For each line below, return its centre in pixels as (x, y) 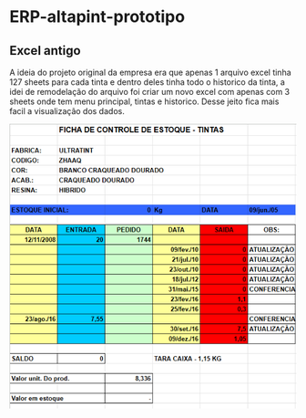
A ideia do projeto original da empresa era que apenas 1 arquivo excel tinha (150, 72)
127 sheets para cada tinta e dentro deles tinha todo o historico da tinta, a (147, 82)
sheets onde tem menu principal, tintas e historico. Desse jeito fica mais (144, 101)
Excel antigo (45, 51)
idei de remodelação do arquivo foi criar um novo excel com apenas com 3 (149, 92)
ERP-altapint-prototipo (97, 17)
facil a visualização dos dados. (67, 111)
